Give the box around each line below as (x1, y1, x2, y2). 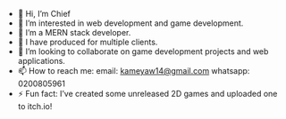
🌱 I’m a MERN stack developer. (17, 28, 131, 37)
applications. (17, 56, 65, 66)
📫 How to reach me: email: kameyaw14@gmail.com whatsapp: (17, 66, 250, 75)
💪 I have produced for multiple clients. (17, 36, 158, 47)
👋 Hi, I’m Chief (17, 9, 71, 19)
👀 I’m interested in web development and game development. (17, 18, 244, 28)
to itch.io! (17, 101, 53, 111)
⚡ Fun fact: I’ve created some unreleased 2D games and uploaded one (17, 89, 278, 99)
